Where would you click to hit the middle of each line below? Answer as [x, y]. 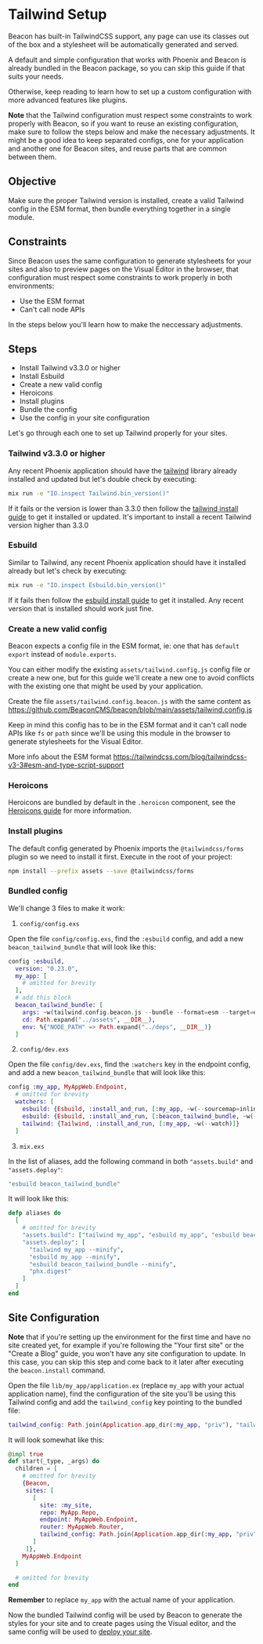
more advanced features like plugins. [68, 100]
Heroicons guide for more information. [70, 811]
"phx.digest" [50, 1272]
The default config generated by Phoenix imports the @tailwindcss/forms [126, 848]
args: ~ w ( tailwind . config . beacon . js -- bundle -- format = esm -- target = [138, 1012]
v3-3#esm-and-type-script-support [66, 765]
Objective [32, 182]
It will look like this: [38, 1199]
